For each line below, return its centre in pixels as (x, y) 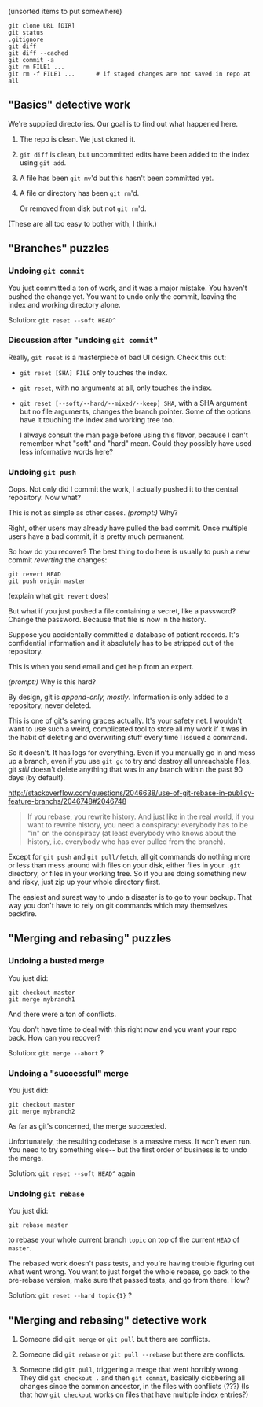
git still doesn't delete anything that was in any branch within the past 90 (126, 769)
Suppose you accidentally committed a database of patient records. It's (124, 635)
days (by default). (37, 778)
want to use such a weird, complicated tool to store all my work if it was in (128, 729)
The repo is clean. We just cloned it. (77, 139)
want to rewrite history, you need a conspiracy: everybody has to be (138, 825)
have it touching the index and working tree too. (97, 419)
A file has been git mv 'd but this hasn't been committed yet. (117, 178)
